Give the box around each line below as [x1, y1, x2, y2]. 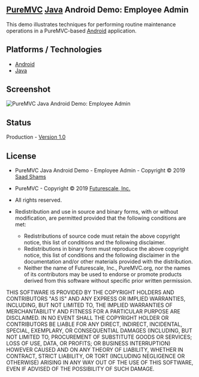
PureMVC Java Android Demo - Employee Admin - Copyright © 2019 [14, 167, 186, 174]
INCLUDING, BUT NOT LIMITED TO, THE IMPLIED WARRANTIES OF [6, 301, 173, 309]
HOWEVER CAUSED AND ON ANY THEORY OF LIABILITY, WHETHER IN [6, 346, 184, 354]
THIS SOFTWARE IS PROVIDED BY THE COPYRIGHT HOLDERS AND [6, 289, 175, 296]
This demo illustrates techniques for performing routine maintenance [6, 20, 176, 28]
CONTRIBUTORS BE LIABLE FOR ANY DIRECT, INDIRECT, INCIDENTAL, [6, 321, 183, 328]
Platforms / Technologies [6, 44, 102, 55]
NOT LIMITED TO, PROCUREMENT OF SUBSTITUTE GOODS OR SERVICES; [6, 333, 192, 341]
